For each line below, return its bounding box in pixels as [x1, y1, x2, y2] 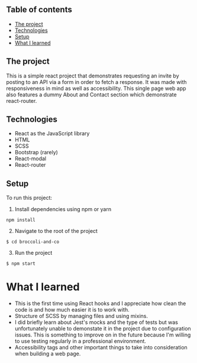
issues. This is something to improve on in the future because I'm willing [14, 331, 191, 339]
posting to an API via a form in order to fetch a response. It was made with [6, 78, 188, 85]
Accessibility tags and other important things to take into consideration [14, 344, 188, 351]
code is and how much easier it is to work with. [14, 306, 130, 313]
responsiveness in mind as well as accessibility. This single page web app [6, 85, 186, 92]
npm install [6, 217, 35, 223]
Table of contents [6, 5, 72, 15]
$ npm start [6, 261, 35, 267]
